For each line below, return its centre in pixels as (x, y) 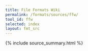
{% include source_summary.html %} (44, 43)
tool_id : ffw (19, 19)
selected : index (22, 24)
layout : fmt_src (22, 29)
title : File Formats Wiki (33, 10)
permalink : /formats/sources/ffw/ (42, 15)
